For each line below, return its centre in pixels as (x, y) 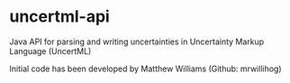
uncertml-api (59, 17)
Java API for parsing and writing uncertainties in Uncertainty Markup (137, 41)
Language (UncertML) (50, 51)
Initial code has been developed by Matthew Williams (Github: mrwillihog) (145, 69)
